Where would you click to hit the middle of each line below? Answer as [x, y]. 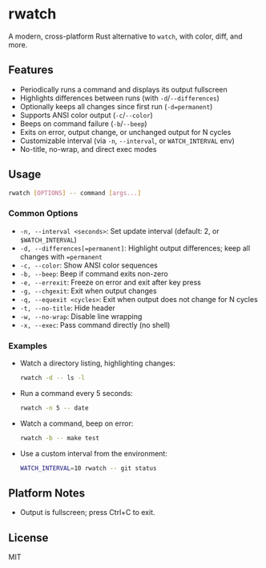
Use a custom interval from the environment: [94, 453]
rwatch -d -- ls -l [52, 378]
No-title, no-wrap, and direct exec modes [88, 149]
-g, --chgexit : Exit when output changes [89, 291]
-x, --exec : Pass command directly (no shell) [95, 325]
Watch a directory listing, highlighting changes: [97, 363]
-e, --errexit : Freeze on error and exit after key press [111, 282]
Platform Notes [47, 493]
